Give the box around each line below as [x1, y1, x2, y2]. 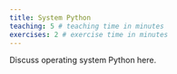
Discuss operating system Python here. [9, 55, 157, 66]
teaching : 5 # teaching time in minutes [9, 22, 165, 31]
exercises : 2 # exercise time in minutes [9, 30, 169, 39]
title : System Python [9, 13, 92, 23]
